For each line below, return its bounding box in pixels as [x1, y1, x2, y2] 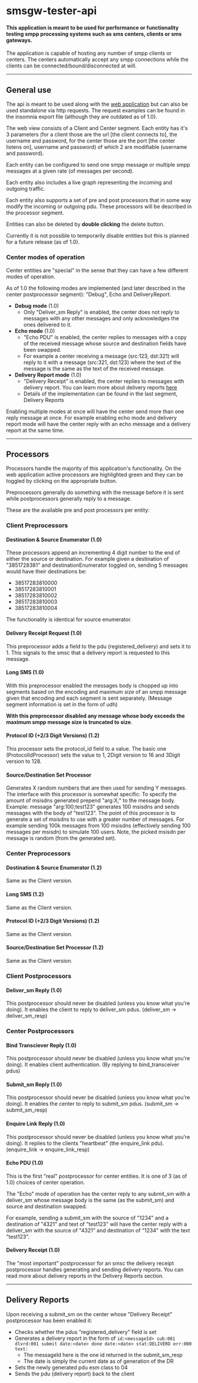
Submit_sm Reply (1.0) [6, 1080, 62, 1088]
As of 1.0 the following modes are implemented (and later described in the [6, 284, 186, 291]
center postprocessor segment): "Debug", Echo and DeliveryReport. [6, 291, 171, 298]
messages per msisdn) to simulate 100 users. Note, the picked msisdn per [6, 829, 186, 836]
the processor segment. [6, 209, 64, 216]
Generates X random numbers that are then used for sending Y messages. [6, 784, 187, 791]
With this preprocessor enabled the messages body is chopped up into [6, 681, 179, 689]
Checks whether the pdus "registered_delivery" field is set [14, 1328, 157, 1335]
